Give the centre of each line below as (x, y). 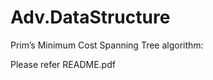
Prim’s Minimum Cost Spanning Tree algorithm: (107, 45)
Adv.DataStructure (90, 17)
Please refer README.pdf (63, 64)
